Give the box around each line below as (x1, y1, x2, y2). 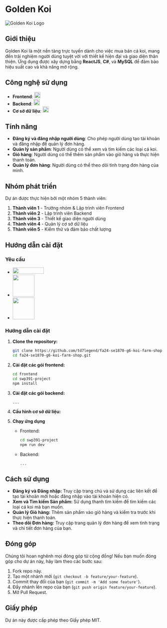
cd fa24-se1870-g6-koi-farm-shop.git (12, 353, 91, 358)
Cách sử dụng (5, 474, 50, 483)
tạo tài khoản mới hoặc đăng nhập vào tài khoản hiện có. (12, 493, 129, 499)
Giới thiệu (5, 35, 36, 43)
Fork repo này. (12, 568, 42, 574)
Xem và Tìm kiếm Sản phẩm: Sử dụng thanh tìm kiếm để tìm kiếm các (12, 498, 157, 504)
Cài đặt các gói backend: (12, 390, 65, 396)
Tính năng (5, 122, 37, 131)
